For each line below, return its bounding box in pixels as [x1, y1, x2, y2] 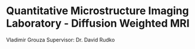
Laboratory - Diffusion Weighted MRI [6, 17, 190, 30]
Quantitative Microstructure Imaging [6, 4, 189, 18]
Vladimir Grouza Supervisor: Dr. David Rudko [6, 36, 115, 43]
